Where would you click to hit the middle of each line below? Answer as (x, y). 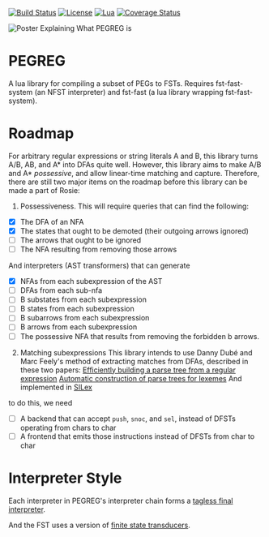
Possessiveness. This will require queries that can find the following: (134, 206)
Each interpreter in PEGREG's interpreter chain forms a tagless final (121, 500)
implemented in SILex (56, 387)
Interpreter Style (65, 478)
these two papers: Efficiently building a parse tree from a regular (128, 370)
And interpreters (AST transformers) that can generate (99, 266)
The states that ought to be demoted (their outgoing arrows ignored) (134, 230)
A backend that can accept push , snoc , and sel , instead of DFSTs (128, 419)
